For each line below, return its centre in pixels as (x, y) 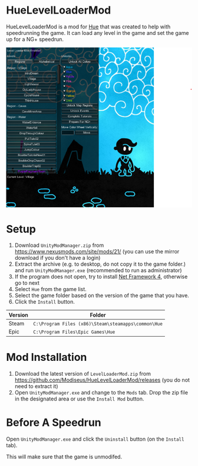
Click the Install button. (45, 302)
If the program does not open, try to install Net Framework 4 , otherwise (101, 277)
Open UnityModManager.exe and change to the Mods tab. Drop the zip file (101, 392)
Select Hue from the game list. (50, 289)
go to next (27, 283)
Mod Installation (47, 357)
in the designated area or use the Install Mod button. (79, 399)
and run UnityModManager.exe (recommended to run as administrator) (98, 271)
